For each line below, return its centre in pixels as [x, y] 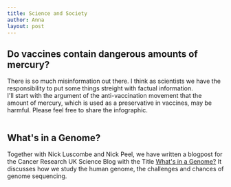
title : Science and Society [47, 13]
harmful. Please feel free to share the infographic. [77, 110]
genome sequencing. [37, 176]
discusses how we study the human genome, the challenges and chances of [115, 169]
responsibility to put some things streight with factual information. [100, 88]
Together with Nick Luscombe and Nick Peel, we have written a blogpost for [115, 154]
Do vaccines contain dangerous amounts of [102, 54]
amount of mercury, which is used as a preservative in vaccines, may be [109, 103]
